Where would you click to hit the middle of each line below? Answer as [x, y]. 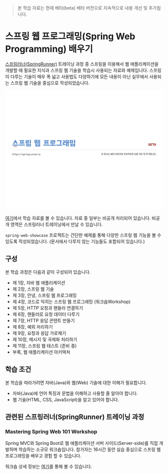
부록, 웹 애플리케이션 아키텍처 [41, 352]
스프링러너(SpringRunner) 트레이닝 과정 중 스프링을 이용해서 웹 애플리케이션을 [82, 64]
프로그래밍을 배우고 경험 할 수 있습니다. [43, 456]
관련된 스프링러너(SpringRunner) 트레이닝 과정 [75, 417]
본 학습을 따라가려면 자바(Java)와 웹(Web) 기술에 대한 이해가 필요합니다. [76, 382]
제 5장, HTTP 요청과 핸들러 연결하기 [48, 308]
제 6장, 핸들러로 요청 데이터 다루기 [46, 314]
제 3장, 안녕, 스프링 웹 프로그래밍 [44, 295]
